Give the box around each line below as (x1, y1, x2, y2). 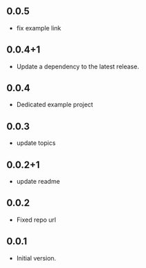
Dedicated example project (16, 100, 94, 109)
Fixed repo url (16, 216, 56, 224)
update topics (16, 139, 56, 147)
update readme (16, 178, 60, 186)
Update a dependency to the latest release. (16, 62, 139, 70)
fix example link (16, 23, 61, 32)
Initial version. (16, 253, 56, 262)
